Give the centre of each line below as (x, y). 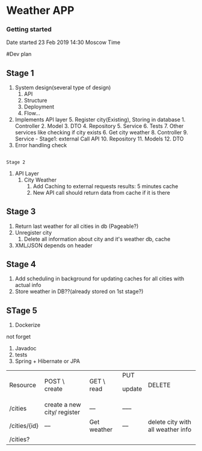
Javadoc (26, 348)
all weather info (170, 430)
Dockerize (28, 325)
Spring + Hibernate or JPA (47, 361)
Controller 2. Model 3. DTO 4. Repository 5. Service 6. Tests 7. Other (99, 126)
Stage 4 (21, 264)
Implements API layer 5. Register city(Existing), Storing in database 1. (100, 120)
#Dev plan (19, 54)
